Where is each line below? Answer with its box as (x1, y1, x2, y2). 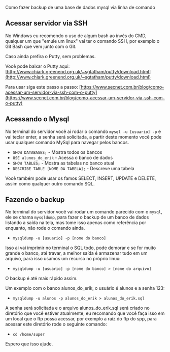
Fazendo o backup (5, 196, 65, 204)
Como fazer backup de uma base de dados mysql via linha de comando (5, 5, 156, 10)
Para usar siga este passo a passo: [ (5, 84, 81, 90)
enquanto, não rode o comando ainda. (5, 225, 85, 231)
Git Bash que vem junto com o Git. (5, 43, 77, 49)
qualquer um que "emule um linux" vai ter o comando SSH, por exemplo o (5, 38, 160, 44)
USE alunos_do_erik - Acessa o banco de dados (12, 154, 113, 160)
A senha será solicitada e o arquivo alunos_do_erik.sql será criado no (5, 305, 150, 311)
